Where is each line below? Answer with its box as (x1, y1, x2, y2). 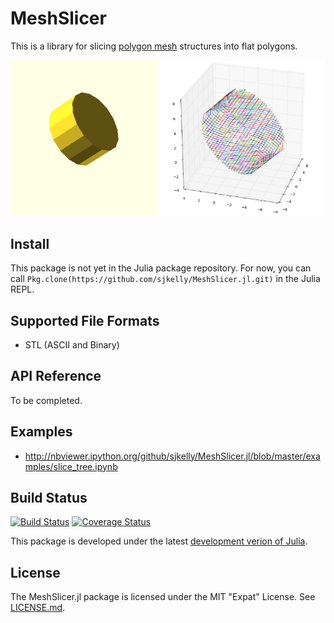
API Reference (10, 368, 102, 385)
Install (10, 235, 50, 252)
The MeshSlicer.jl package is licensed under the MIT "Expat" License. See (10, 591, 316, 603)
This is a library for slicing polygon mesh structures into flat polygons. (10, 40, 298, 52)
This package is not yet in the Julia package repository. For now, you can (10, 262, 312, 274)
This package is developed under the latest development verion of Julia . (10, 535, 308, 547)
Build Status (10, 490, 88, 507)
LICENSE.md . (10, 602, 66, 614)
